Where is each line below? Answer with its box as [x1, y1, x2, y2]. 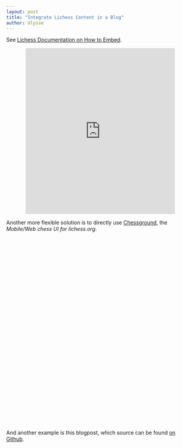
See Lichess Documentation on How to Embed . [6, 36, 122, 44]
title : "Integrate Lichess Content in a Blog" [6, 14, 124, 20]
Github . [6, 435, 24, 443]
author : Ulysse [6, 20, 44, 26]
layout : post [6, 8, 39, 15]
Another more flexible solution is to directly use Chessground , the [6, 219, 168, 226]
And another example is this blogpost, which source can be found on [6, 429, 176, 437]
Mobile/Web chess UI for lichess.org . [6, 225, 97, 233]
